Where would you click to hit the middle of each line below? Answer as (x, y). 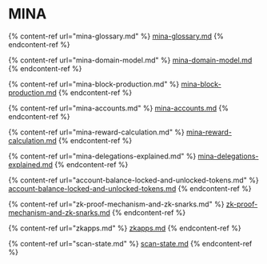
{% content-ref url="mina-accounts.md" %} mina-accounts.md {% (119, 108)
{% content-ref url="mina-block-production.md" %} (94, 84)
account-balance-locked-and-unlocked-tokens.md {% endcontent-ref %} (130, 188)
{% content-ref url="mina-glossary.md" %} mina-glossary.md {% (116, 36)
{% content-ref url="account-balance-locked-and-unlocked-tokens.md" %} (133, 180)
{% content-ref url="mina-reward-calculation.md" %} (97, 132)
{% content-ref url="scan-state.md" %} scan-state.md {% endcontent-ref (130, 243)
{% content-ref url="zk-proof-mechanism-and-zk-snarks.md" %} (116, 204)
